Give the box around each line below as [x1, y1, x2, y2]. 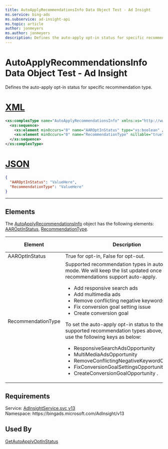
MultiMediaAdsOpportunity [73, 351, 137, 358]
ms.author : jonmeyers [5, 31, 50, 36]
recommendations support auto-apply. [65, 274, 157, 281]
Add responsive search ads [73, 285, 138, 292]
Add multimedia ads [73, 291, 121, 298]
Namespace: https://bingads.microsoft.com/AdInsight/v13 [5, 410, 124, 416]
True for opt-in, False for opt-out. [65, 253, 145, 260]
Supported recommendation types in [65, 261, 151, 268]
